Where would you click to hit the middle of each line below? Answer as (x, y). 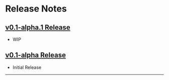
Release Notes (36, 9)
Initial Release (27, 67)
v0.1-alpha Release (36, 55)
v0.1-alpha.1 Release (38, 27)
